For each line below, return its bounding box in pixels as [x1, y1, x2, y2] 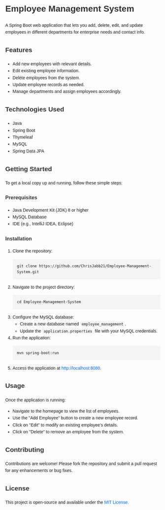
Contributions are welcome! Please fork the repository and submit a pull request [5, 461, 157, 466]
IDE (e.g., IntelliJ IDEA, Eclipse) [12, 221, 73, 227]
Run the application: [12, 335, 51, 341]
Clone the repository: [12, 248, 53, 254]
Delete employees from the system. [12, 75, 81, 81]
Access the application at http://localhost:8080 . [12, 365, 101, 371]
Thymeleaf [12, 135, 33, 140]
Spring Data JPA [12, 148, 45, 154]
